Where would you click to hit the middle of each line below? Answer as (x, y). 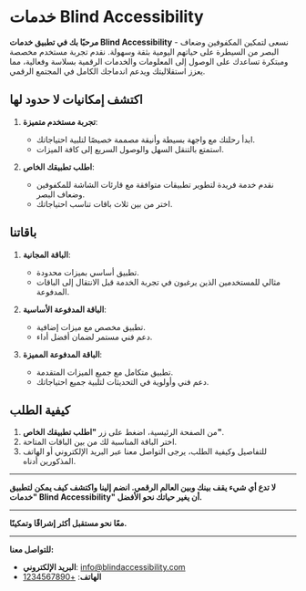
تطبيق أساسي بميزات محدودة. (87, 272)
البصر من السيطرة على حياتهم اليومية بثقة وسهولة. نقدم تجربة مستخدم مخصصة (144, 51)
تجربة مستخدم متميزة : (60, 121)
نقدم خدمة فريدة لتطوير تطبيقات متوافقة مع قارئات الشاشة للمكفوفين (155, 184)
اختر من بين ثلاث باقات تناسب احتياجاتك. (104, 203)
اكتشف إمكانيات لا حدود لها (76, 100)
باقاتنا (23, 233)
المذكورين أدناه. (49, 461)
